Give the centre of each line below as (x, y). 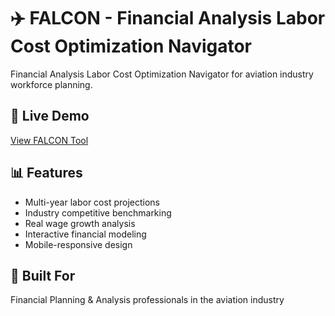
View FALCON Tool (49, 140)
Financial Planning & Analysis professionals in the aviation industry (147, 300)
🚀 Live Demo (50, 116)
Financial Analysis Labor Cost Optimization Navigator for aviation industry (162, 74)
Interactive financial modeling (85, 234)
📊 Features (46, 173)
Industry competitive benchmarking (98, 212)
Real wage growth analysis (80, 223)
